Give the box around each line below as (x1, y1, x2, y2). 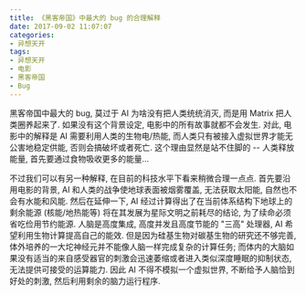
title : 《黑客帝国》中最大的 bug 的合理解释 (9, 13, 162, 23)
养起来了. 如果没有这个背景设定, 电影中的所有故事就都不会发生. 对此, (25, 119, 281, 130)
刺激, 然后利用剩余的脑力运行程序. (33, 275, 162, 286)
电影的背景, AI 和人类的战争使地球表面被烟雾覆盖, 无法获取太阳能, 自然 (16, 184, 281, 195)
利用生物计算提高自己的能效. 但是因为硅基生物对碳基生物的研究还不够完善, (16, 229, 297, 240)
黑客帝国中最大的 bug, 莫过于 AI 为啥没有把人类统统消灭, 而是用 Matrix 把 (9, 107, 285, 119)
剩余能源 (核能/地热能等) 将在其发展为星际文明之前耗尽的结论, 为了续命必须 (9, 206, 292, 217)
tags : (9, 47, 30, 57)
